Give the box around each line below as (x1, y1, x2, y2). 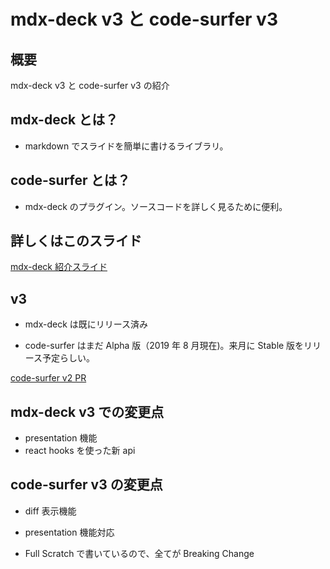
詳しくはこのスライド (10, 233, 142, 250)
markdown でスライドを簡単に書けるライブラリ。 (24, 140, 229, 152)
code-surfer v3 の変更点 (10, 476, 163, 494)
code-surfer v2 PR (10, 372, 87, 384)
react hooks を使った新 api (24, 445, 136, 457)
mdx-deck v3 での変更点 (10, 403, 165, 420)
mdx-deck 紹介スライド (10, 261, 108, 273)
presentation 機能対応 (24, 526, 115, 538)
